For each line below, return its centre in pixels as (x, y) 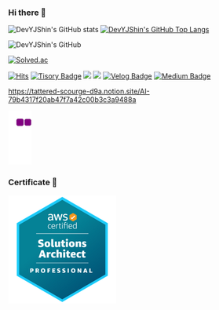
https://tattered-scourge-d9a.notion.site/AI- (79, 91)
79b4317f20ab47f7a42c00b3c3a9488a (72, 100)
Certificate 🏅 (33, 182)
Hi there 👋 (27, 13)
